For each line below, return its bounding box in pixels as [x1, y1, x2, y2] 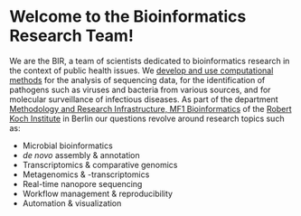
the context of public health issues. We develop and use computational [9, 65, 274, 76]
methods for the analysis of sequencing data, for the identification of [9, 74, 266, 85]
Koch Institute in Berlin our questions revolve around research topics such [9, 113, 285, 124]
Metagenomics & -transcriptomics [22, 169, 150, 180]
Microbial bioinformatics [22, 140, 113, 151]
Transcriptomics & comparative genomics [22, 159, 178, 170]
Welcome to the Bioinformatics [9, 6, 247, 27]
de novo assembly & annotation [22, 149, 140, 160]
